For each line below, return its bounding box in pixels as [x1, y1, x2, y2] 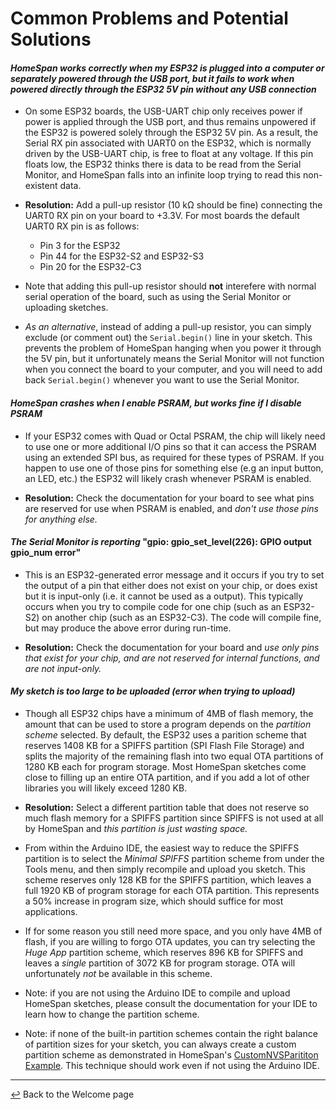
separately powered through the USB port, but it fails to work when [10, 72, 295, 84]
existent [24, 180, 58, 192]
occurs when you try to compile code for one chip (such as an [24, 600, 282, 612]
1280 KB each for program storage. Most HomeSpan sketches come [24, 761, 307, 772]
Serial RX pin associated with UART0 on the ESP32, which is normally [24, 137, 312, 149]
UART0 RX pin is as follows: [24, 220, 140, 232]
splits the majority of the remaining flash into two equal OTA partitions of [24, 750, 324, 762]
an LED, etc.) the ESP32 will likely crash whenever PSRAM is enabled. [24, 472, 312, 484]
